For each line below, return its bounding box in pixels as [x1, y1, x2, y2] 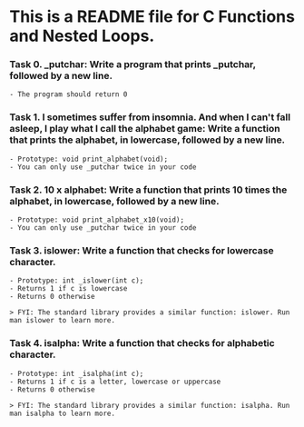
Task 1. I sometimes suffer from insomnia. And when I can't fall [9, 111, 291, 124]
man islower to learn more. [9, 316, 116, 325]
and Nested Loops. [9, 25, 155, 46]
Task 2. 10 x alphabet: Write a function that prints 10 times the [9, 184, 288, 196]
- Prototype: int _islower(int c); [9, 276, 144, 285]
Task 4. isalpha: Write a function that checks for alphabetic [9, 337, 275, 350]
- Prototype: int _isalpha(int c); [9, 369, 144, 378]
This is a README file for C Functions [9, 6, 295, 27]
